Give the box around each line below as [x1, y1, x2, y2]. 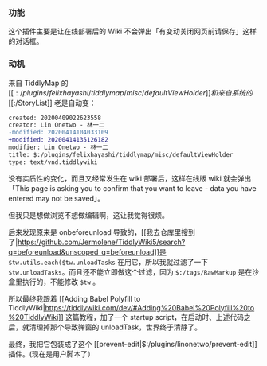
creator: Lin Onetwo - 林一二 [8, 121, 105, 129]
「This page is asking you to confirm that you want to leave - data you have [8, 183, 257, 193]
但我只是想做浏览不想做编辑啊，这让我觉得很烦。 [8, 210, 169, 220]
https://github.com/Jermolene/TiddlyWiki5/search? [17, 237, 186, 247]
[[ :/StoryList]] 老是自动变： [8, 98, 96, 107]
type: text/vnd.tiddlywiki [8, 158, 98, 166]
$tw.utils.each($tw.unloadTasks [8, 259, 116, 267]
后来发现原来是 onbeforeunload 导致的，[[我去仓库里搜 [8, 227, 189, 236]
